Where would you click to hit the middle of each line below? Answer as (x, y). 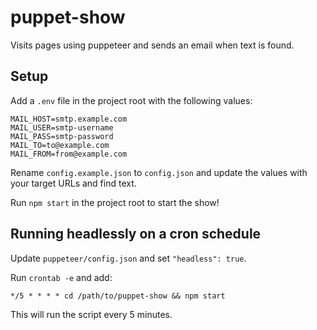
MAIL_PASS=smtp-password (62, 136)
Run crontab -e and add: (61, 277)
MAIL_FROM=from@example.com (69, 154)
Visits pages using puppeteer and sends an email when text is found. (152, 45)
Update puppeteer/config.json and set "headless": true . (128, 258)
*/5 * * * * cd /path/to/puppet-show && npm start (118, 296)
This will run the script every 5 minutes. (91, 314)
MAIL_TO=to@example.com (60, 145)
